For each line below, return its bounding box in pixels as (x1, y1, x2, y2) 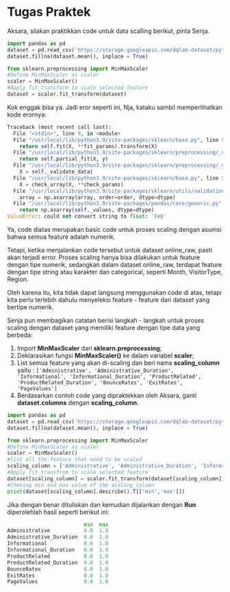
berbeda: (7, 331, 33, 340)
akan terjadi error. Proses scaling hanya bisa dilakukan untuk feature (7, 253, 201, 261)
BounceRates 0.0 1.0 (7, 565, 109, 573)
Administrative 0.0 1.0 (7, 528, 109, 534)
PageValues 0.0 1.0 (7, 578, 109, 585)
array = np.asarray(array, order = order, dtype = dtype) (19, 193, 176, 201)
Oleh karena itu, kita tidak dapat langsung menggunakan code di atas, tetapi (7, 289, 222, 297)
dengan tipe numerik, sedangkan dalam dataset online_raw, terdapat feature (7, 261, 222, 269)
